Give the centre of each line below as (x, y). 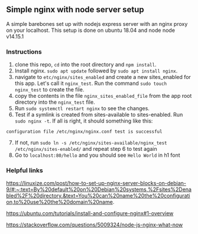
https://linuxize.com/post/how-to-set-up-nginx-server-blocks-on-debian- (96, 183)
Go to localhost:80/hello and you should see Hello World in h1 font (97, 155)
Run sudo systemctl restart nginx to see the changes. (82, 108)
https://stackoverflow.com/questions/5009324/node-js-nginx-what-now (95, 225)
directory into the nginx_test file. (55, 102)
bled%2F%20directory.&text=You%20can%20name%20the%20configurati (98, 196)
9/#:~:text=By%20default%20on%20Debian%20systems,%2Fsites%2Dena (99, 189)
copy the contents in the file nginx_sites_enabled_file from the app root (103, 96)
